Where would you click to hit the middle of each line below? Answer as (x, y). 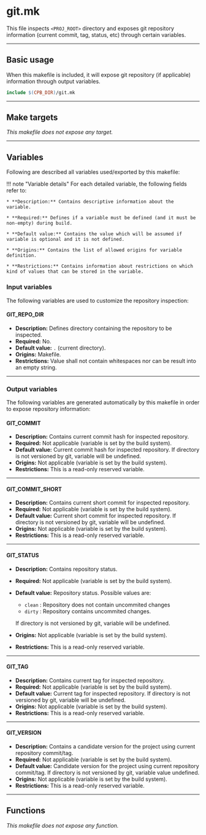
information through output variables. (53, 81)
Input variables (29, 287)
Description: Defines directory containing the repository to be (94, 328)
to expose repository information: (48, 409)
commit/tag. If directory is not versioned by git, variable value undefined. (107, 773)
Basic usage (30, 60)
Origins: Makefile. (38, 354)
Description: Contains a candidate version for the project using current (105, 747)
